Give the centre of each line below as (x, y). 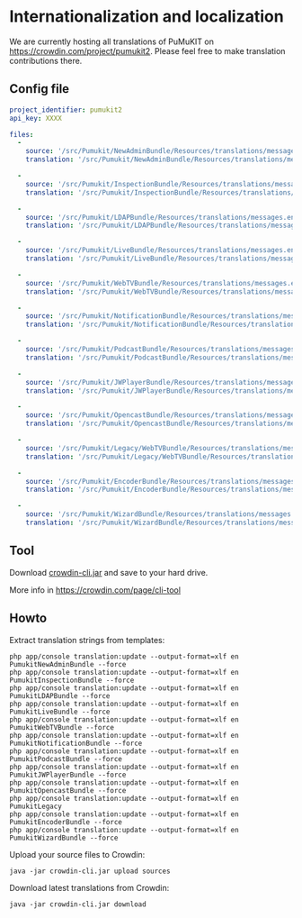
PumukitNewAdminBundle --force (68, 664)
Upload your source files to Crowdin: (77, 854)
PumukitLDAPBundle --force (60, 695)
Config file (40, 89)
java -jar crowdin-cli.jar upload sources (90, 871)
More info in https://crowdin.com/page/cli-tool (95, 590)
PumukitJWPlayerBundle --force (68, 775)
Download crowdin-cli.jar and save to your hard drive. (109, 572)
